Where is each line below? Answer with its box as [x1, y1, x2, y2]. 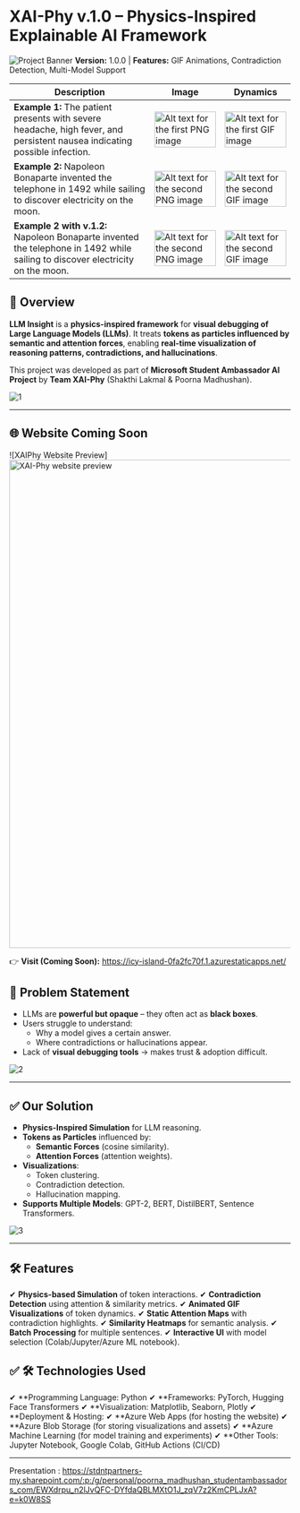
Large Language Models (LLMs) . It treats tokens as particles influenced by [9, 328, 290, 339]
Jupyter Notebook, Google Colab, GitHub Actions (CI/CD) [9, 1440, 221, 1450]
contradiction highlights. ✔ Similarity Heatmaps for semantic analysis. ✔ [9, 1318, 278, 1328]
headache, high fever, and [13, 123, 123, 135]
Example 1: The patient [13, 100, 112, 113]
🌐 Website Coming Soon [9, 426, 148, 441]
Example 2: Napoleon [13, 159, 105, 172]
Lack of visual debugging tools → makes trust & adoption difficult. [21, 1046, 268, 1058]
